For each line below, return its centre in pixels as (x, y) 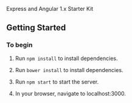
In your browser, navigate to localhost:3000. (70, 93)
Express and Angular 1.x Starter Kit (50, 9)
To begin (19, 45)
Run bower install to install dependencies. (69, 70)
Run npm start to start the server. (57, 82)
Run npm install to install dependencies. (66, 58)
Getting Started (36, 28)
